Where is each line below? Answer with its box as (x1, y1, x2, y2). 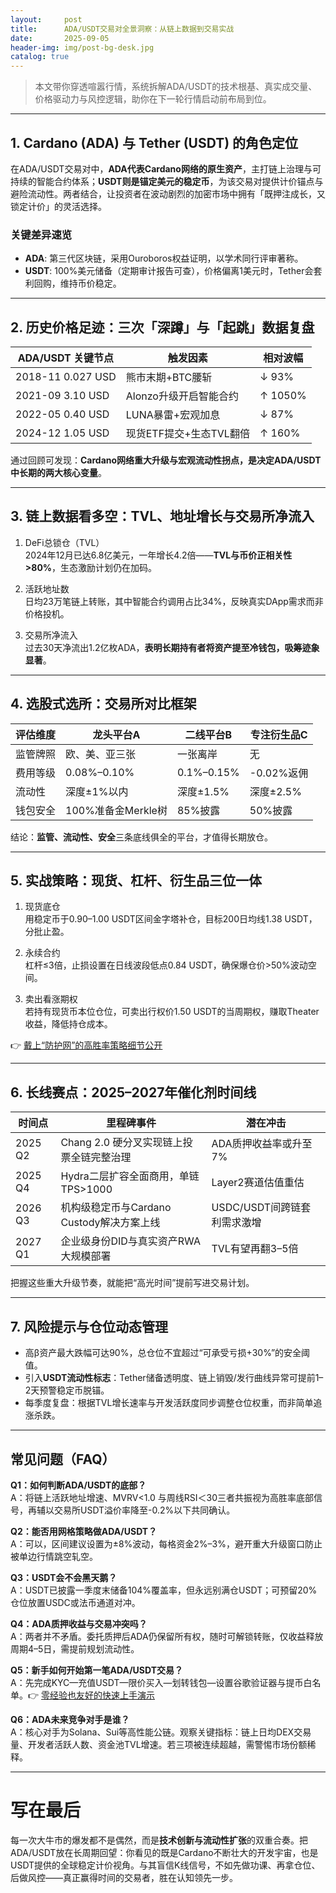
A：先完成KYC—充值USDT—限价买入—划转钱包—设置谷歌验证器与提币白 (10, 1676, 313, 1688)
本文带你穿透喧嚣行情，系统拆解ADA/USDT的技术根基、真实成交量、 (34, 81, 318, 93)
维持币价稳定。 (59, 277, 122, 290)
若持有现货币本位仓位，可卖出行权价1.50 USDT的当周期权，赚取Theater (24, 1006, 320, 1018)
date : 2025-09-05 (10, 33, 110, 43)
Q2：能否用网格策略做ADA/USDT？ (10, 1525, 158, 1537)
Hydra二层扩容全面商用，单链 (60, 1169, 200, 1183)
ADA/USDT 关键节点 (17, 351, 115, 365)
